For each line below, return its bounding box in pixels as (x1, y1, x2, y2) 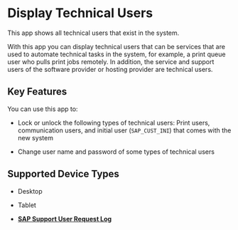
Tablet (17, 201, 37, 209)
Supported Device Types (7, 168, 119, 180)
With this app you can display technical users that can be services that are (7, 42, 226, 51)
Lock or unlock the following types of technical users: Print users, (17, 118, 210, 127)
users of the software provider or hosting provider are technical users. (7, 65, 213, 73)
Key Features (7, 85, 67, 98)
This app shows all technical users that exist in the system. (7, 28, 180, 37)
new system (17, 133, 53, 142)
